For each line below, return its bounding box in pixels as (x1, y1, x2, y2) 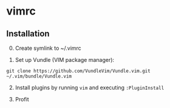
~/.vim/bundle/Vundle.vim (6, 73, 72, 79)
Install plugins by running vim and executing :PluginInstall (15, 84, 165, 91)
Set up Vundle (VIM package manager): (15, 56, 114, 63)
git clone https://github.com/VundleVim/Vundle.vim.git (6, 68, 151, 74)
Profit (15, 96, 29, 103)
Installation (6, 29, 50, 39)
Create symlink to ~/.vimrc (15, 44, 82, 52)
